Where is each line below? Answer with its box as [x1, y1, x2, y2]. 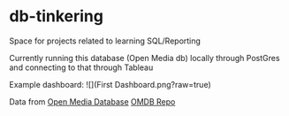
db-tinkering [9, 6, 104, 27]
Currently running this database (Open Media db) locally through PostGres [9, 52, 280, 63]
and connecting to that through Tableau [9, 62, 154, 73]
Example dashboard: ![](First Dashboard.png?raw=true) [9, 79, 211, 89]
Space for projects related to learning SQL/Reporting [9, 35, 202, 46]
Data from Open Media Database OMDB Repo [9, 96, 176, 107]
